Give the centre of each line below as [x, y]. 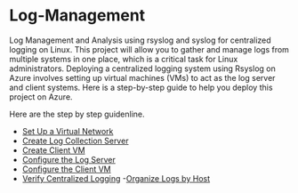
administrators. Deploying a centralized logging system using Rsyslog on [142, 68]
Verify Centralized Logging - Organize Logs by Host [116, 178]
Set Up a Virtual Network [68, 131]
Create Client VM [54, 150]
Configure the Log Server [68, 159]
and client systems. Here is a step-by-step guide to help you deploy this [141, 87]
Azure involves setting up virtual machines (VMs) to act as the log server [142, 77]
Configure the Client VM [66, 169]
